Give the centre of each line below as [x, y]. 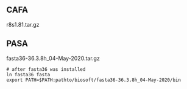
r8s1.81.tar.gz [23, 24]
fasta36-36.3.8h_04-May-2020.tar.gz [53, 58]
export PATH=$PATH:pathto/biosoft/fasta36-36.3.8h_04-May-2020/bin [94, 80]
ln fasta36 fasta [28, 74]
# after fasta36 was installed [46, 69]
